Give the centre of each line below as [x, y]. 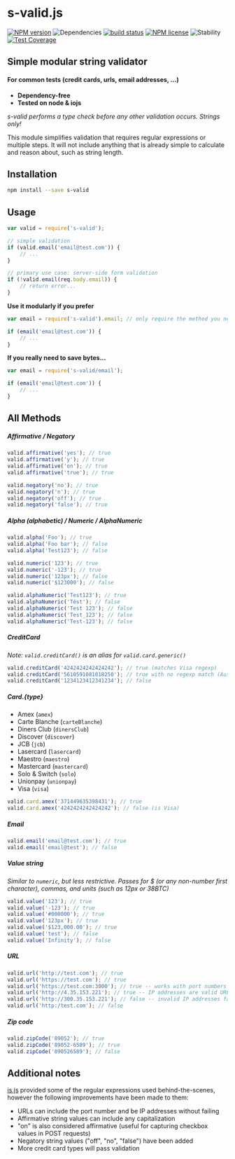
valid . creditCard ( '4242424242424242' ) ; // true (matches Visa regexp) [112, 668]
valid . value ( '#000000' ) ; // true [56, 914]
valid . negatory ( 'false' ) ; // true [58, 505]
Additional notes [44, 1074]
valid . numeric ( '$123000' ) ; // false [60, 583]
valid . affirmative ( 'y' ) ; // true [56, 460]
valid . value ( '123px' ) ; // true [53, 921]
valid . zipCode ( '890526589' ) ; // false [64, 1051]
